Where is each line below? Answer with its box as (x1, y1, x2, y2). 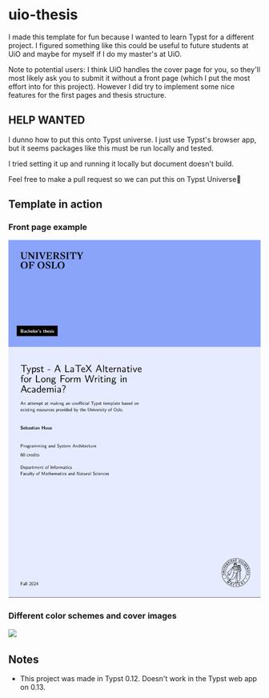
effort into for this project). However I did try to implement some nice (8, 82, 235, 91)
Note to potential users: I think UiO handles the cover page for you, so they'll (8, 64, 261, 74)
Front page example (8, 222, 88, 233)
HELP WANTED (8, 114, 86, 127)
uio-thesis (8, 6, 78, 24)
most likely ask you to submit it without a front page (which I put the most (8, 73, 251, 83)
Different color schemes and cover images (8, 611, 178, 622)
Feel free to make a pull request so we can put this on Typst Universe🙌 (8, 174, 242, 184)
